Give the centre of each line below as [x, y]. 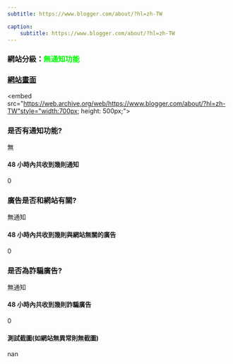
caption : [20, 27]
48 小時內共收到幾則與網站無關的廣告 [62, 235]
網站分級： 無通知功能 [43, 59]
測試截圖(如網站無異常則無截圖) [53, 338]
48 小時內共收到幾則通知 [43, 165]
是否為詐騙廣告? [35, 271]
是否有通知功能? [35, 130]
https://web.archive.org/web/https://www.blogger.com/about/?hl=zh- [125, 103]
